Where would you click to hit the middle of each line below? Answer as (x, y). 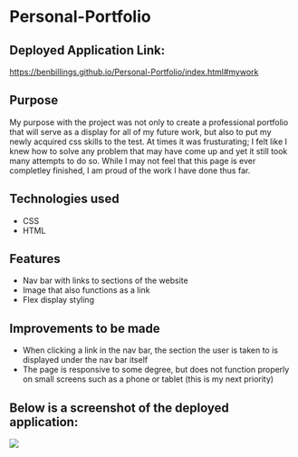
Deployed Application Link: (87, 50)
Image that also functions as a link (86, 290)
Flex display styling (58, 300)
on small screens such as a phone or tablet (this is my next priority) (148, 379)
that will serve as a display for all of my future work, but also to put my (140, 131)
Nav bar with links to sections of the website (105, 281)
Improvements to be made (85, 328)
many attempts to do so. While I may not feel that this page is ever (133, 160)
